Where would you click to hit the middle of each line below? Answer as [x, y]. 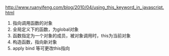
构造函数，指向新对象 [35, 42]
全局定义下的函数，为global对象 [46, 29]
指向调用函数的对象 [33, 23]
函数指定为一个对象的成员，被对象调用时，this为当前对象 [72, 36]
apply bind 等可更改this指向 [41, 48]
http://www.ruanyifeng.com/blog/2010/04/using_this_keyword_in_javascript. [85, 7]
